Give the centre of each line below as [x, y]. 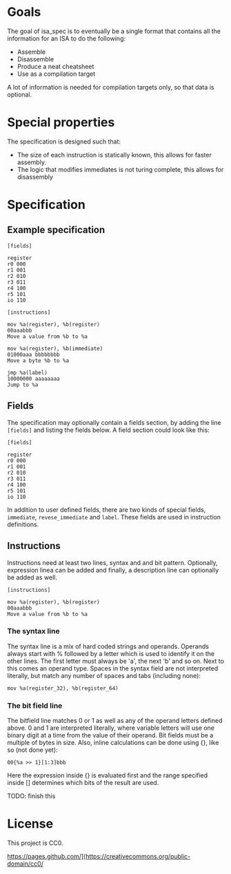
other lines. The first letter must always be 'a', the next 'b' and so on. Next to [115, 661]
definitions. [23, 524]
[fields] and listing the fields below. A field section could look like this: [109, 430]
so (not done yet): [32, 750]
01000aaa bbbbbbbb [33, 355]
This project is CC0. [35, 843]
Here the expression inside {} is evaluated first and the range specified [108, 775]
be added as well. [32, 577]
